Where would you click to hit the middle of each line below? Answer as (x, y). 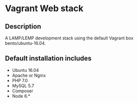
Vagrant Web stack (44, 9)
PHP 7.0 (20, 80)
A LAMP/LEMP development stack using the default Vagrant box (69, 38)
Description (23, 26)
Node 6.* (21, 96)
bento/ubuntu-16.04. (25, 43)
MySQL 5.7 (23, 86)
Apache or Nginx (29, 75)
